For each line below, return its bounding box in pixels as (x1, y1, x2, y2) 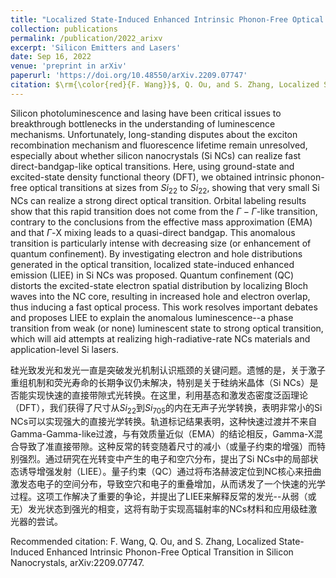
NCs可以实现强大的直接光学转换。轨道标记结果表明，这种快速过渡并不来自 (10, 416, 318, 428)
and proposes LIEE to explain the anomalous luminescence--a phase (10, 311, 294, 323)
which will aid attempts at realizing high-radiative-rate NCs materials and (10, 332, 311, 345)
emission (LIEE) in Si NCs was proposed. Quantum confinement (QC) (10, 269, 295, 281)
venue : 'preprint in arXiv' (10, 61, 128, 71)
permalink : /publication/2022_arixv (10, 33, 163, 43)
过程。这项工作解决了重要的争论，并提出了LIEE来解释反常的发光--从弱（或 (10, 491, 317, 503)
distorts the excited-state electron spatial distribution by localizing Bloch (10, 279, 309, 291)
